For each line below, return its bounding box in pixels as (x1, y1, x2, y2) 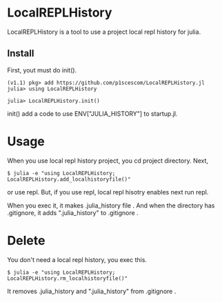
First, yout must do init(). (7, 66, 77, 74)
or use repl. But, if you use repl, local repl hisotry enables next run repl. (7, 188, 209, 196)
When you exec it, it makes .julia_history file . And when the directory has (7, 201, 215, 210)
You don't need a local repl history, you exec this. (7, 255, 147, 263)
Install (7, 48, 34, 59)
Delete (7, 232, 46, 248)
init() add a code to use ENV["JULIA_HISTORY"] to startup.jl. (7, 109, 178, 118)
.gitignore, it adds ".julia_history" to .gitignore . (7, 208, 139, 217)
